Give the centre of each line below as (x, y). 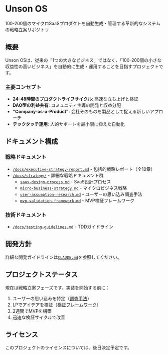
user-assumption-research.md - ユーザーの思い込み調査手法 (81, 194)
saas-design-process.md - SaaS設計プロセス (65, 181)
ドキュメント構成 (32, 141)
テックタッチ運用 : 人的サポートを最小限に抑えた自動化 (69, 124)
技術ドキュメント (26, 215)
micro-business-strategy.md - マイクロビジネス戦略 (73, 188)
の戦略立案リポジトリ (27, 29)
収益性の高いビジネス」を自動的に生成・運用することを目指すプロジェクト (82, 66)
